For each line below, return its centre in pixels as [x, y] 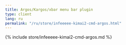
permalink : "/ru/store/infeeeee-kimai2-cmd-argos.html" [63, 23]
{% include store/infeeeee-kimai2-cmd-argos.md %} [59, 37]
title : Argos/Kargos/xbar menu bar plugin [49, 10]
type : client [18, 14]
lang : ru [14, 19]
